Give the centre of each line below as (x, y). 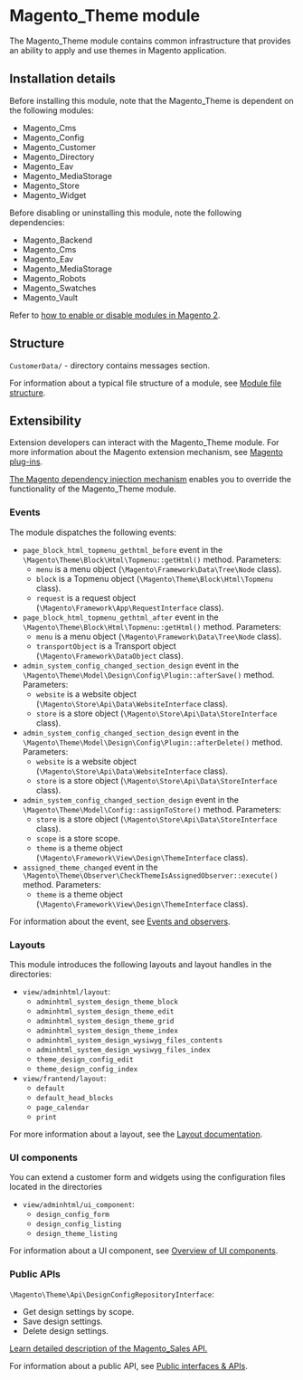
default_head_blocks (75, 1098)
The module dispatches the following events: (93, 532)
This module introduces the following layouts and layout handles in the (141, 964)
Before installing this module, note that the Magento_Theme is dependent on (151, 100)
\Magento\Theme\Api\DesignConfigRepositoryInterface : (112, 1294)
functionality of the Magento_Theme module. (93, 489)
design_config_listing (79, 1224)
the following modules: (52, 110)
